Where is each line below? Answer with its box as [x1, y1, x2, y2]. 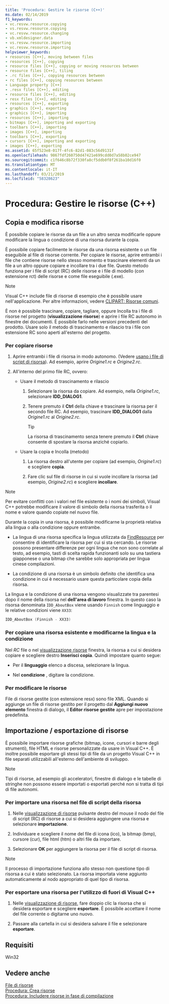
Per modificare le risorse [5, 684, 67, 691]
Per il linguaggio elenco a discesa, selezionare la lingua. [12, 662, 130, 668]
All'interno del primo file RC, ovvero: [12, 369, 88, 375]
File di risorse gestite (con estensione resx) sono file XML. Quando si [5, 696, 149, 702]
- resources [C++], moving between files [5, 54, 94, 60]
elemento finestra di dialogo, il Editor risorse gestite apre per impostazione [5, 706, 163, 712]
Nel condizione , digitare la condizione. [12, 672, 95, 678]
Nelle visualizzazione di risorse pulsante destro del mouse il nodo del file [12, 810, 164, 816]
